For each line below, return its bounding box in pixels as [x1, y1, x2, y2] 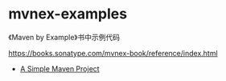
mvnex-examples [8, 5, 127, 23]
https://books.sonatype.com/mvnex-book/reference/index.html [8, 48, 219, 58]
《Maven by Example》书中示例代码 [8, 32, 121, 42]
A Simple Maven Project [19, 63, 100, 73]
